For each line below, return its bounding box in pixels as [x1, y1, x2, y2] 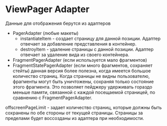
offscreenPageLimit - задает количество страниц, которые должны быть [5, 104, 162, 110]
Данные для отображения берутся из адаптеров [5, 20, 111, 26]
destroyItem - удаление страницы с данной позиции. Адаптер [20, 46, 154, 52]
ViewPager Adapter [5, 4, 90, 15]
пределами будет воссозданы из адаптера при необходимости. [5, 115, 145, 121]
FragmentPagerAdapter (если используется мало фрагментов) [12, 57, 147, 63]
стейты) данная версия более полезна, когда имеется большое [12, 67, 151, 74]
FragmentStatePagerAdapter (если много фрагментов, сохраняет [12, 62, 153, 68]
